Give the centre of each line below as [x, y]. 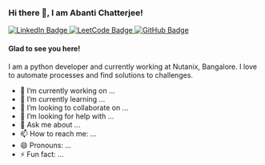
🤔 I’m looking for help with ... [67, 116]
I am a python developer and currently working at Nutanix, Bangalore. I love [133, 66]
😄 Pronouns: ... [46, 145]
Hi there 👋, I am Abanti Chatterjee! [76, 13]
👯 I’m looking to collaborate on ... [74, 107]
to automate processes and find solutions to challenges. [101, 74]
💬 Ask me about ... [50, 124]
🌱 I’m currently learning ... [62, 99]
